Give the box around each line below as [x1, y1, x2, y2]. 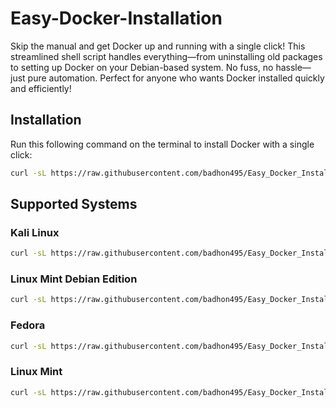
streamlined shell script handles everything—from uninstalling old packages [10, 50, 323, 62]
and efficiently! [10, 82, 72, 94]
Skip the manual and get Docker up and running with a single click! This [10, 40, 306, 52]
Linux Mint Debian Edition [10, 272, 138, 286]
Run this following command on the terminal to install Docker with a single [10, 138, 315, 150]
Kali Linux [10, 225, 60, 239]
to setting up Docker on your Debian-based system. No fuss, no [10, 61, 274, 73]
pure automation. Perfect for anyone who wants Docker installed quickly [27, 72, 325, 84]
